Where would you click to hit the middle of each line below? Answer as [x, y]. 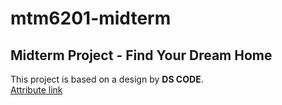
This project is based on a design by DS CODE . [107, 79]
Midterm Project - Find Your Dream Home [141, 55]
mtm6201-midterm [91, 18]
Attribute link [36, 90]
